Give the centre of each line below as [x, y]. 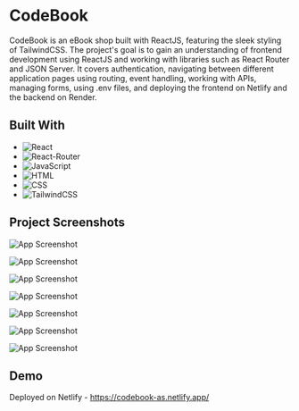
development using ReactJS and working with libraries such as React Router [149, 59]
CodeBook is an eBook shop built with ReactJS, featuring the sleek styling [145, 40]
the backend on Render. [53, 97]
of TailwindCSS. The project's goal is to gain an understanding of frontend [146, 49]
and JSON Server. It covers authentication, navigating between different [141, 69]
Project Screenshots [67, 223]
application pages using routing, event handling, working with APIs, [133, 78]
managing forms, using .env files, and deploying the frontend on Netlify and [148, 88]
